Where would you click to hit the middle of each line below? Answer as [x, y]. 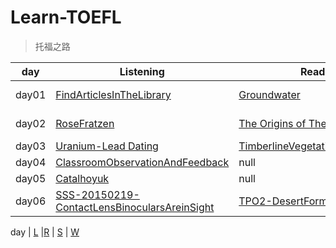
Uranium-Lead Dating [107, 146]
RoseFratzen [85, 123]
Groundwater [269, 94]
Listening [142, 71]
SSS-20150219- [97, 194]
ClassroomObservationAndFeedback [142, 162]
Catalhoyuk [82, 178]
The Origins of [272, 123]
